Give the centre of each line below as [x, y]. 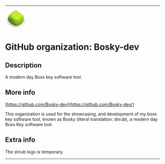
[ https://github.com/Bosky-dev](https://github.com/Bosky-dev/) [69, 104]
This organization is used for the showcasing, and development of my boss [81, 114]
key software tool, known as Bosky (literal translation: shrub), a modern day [82, 119]
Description [23, 65]
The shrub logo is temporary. [34, 152]
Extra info [20, 140]
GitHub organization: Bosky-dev [72, 47]
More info [20, 92]
